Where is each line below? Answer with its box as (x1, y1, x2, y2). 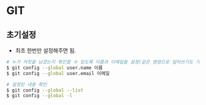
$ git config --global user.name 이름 (6, 65, 103, 71)
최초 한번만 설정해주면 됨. (15, 47, 77, 54)
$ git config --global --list (6, 87, 84, 93)
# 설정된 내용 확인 (6, 81, 47, 87)
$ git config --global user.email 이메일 (6, 70, 110, 76)
